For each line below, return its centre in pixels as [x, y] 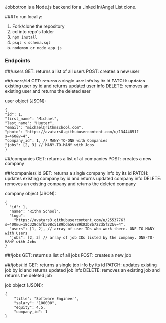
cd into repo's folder [33, 32]
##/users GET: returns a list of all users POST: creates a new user [72, 71]
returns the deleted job [29, 276]
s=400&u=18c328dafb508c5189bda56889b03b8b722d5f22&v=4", [65, 225]
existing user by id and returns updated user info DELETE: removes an [77, 86]
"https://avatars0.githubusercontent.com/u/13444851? [82, 132]
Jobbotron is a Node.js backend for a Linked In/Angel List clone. [71, 7]
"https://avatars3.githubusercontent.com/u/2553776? [70, 220]
